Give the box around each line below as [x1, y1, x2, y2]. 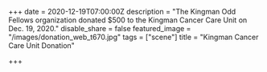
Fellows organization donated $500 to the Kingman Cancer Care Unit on [8, 15, 248, 25]
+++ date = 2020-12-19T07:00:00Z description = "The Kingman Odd [8, 7, 236, 16]
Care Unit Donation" [8, 41, 75, 50]
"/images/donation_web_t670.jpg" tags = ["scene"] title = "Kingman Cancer [8, 32, 259, 42]
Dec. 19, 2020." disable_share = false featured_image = [8, 24, 191, 33]
